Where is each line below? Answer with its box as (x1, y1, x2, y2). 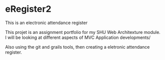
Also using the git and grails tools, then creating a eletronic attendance (5, 44, 150, 50)
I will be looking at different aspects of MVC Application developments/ (5, 34, 151, 40)
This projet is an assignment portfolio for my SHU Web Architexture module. (5, 29, 161, 35)
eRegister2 (5, 3, 52, 15)
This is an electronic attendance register (5, 20, 88, 26)
